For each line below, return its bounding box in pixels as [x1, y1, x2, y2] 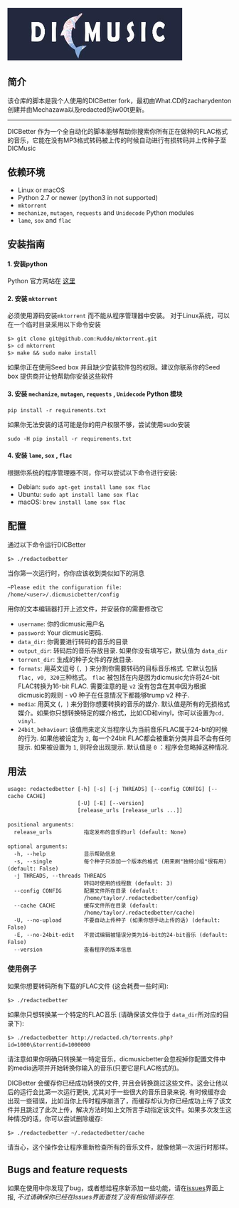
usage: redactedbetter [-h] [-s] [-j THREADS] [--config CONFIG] [7, 786, 205, 793]
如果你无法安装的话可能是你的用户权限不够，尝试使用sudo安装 [7, 420, 191, 429]
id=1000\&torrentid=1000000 [7, 1041, 91, 1049]
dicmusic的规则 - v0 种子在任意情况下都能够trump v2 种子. [17, 690, 190, 699]
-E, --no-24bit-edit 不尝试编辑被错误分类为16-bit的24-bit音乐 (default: [14, 932, 228, 939]
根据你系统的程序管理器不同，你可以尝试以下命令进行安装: [7, 468, 178, 477]
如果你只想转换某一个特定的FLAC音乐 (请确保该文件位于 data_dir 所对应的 [7, 1010, 223, 1019]
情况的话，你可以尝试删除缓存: [13, 1114, 103, 1123]
